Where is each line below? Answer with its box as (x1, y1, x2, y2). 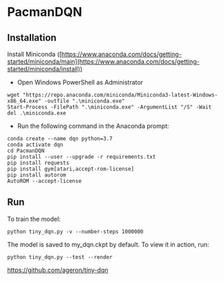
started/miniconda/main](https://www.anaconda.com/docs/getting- (7, 57, 200, 66)
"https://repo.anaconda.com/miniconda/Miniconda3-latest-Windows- (22, 91, 218, 98)
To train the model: (7, 215, 61, 223)
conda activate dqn (7, 141, 64, 148)
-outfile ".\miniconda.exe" (44, 98, 126, 105)
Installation (7, 32, 57, 44)
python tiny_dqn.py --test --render (7, 253, 113, 260)
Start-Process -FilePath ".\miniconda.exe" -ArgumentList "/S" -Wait (7, 104, 212, 111)
